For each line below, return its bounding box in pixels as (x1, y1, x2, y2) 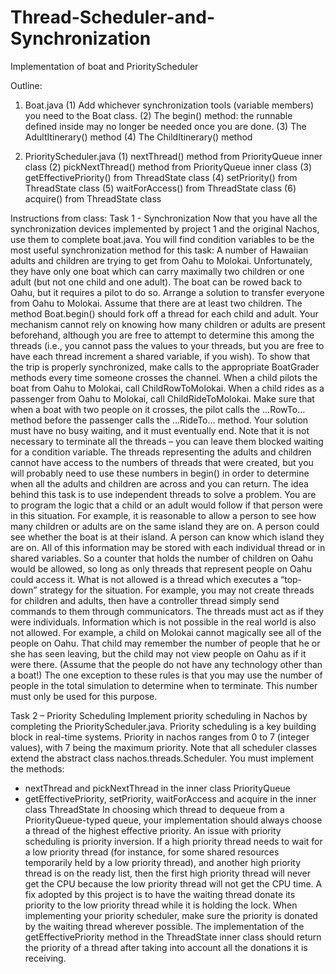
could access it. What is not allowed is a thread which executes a (10, 573, 279, 585)
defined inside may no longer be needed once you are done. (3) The (24, 120, 307, 132)
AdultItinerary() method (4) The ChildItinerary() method (24, 131, 253, 143)
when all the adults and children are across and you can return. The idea (10, 477, 309, 490)
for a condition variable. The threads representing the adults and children (10, 446, 312, 458)
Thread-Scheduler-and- (10, 6, 215, 29)
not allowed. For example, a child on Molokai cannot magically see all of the (10, 626, 322, 638)
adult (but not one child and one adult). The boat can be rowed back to (10, 276, 303, 288)
